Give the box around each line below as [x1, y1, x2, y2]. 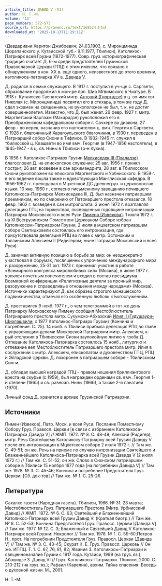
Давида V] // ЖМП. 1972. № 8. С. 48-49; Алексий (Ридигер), [28, 431, 152, 437]
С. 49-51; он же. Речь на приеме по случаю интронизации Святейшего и [5, 447, 156, 453]
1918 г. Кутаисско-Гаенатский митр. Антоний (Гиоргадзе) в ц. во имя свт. [5, 94, 156, 100]
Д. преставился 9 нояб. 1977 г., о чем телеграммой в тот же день [5, 303, 141, 309]
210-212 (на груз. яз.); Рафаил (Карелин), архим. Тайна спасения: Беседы [5, 562, 157, 568]
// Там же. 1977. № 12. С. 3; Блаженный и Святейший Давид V [5, 526, 132, 532]
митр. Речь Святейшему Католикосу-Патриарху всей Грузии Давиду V [5, 436, 152, 443]
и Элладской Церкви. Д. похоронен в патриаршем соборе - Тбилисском [5, 355, 156, 360]
